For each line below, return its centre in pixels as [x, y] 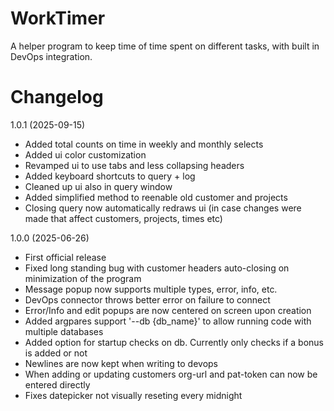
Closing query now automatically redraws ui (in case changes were [163, 208]
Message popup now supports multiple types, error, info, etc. [151, 289]
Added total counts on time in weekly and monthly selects [144, 144]
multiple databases [64, 331]
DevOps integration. [51, 56]
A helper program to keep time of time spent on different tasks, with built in [165, 46]
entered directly [57, 384]
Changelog [57, 97]
